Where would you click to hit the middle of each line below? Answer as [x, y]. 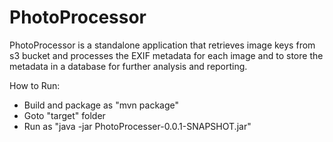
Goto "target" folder [64, 115]
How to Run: [35, 85]
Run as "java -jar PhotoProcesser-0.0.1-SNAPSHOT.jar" [137, 126]
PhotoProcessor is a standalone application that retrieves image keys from [162, 45]
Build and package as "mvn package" [101, 105]
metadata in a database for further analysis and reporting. [128, 66]
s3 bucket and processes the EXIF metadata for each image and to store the [166, 55]
